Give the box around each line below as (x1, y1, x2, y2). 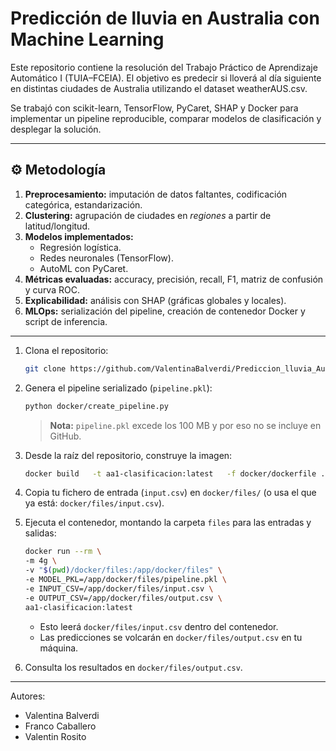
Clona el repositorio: (24, 344, 109, 356)
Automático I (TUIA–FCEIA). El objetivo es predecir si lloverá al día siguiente (10, 72, 322, 84)
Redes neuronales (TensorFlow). (39, 252, 174, 264)
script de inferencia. (24, 315, 108, 327)
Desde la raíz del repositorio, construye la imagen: (24, 449, 233, 461)
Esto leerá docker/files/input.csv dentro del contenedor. (39, 620, 279, 632)
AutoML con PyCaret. (39, 262, 129, 274)
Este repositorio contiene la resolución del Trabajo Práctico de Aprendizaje (10, 61, 318, 73)
